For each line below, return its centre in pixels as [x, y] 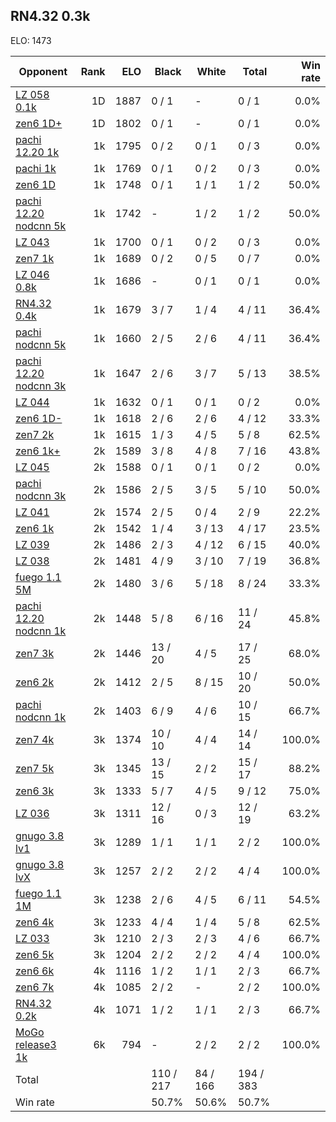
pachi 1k [36, 168]
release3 [36, 1044]
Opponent [43, 71]
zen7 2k [35, 434]
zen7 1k [35, 258]
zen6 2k [35, 682]
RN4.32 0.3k [50, 16]
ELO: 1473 [31, 40]
